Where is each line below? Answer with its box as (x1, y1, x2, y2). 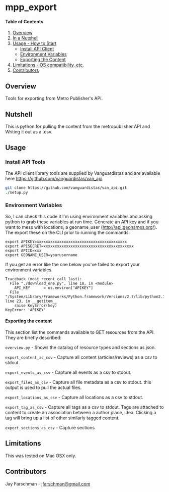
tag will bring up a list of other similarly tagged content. (5, 415, 120, 421)
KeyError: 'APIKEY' (5, 307, 46, 312)
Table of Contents (5, 18, 44, 24)
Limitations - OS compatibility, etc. (12, 62, 84, 68)
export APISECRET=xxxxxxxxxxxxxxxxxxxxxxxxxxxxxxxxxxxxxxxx (5, 243, 134, 249)
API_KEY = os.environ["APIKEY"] (14, 285, 94, 290)
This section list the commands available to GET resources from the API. (5, 329, 155, 335)
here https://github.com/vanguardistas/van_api (5, 175, 103, 181)
